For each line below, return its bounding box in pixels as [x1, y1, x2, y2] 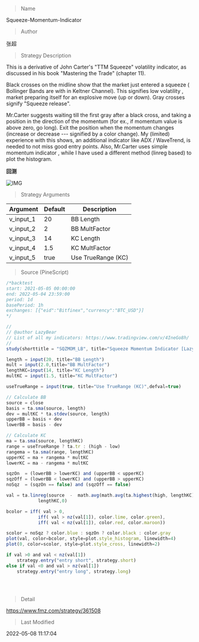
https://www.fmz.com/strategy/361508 [6, 607, 101, 614]
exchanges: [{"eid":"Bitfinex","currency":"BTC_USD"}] [6, 308, 145, 314]
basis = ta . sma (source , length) [6, 405, 86, 411]
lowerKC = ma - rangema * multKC [6, 460, 89, 466]
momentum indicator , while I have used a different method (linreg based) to [6, 149, 192, 156]
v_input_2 [9, 225, 36, 233]
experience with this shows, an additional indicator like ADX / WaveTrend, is [6, 137, 191, 144]
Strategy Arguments [20, 191, 70, 198]
